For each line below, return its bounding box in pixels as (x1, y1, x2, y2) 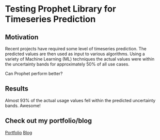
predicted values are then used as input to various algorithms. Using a (5, 51, 145, 57)
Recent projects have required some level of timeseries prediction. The (5, 46, 147, 51)
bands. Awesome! (5, 103, 41, 109)
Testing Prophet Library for (5, 3, 116, 15)
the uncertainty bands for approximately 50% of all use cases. (5, 62, 129, 67)
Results (5, 85, 29, 93)
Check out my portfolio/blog (5, 117, 92, 125)
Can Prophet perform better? (5, 71, 63, 76)
